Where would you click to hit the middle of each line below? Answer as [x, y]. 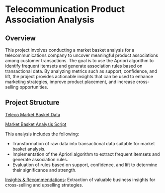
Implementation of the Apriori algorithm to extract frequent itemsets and [86, 154]
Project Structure [32, 103]
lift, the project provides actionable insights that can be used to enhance [79, 76]
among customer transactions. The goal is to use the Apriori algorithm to [80, 60]
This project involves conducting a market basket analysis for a [70, 50]
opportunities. [34, 87]
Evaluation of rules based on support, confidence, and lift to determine [85, 165]
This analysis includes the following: [42, 134]
